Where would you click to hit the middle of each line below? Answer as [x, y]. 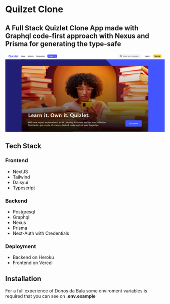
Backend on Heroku [33, 257]
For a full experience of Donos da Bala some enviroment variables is [76, 291]
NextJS [20, 171]
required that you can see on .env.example [51, 296]
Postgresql [24, 212]
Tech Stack [23, 146]
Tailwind [21, 177]
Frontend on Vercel [33, 263]
